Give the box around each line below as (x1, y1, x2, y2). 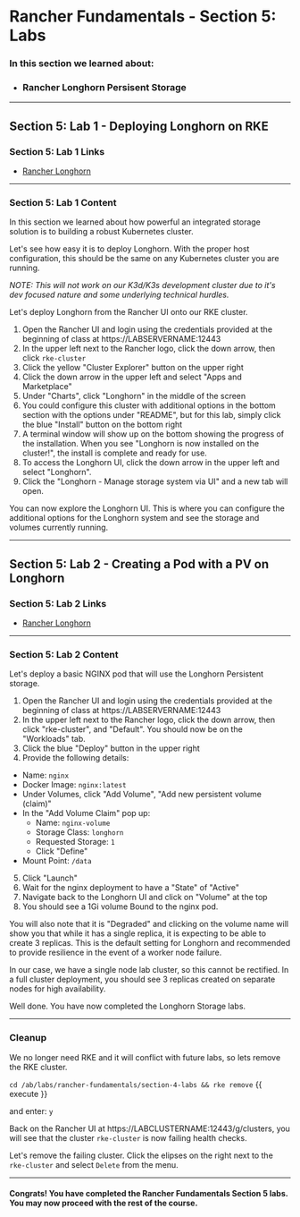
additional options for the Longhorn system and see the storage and (9, 513, 260, 523)
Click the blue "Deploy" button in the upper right (21, 743, 200, 753)
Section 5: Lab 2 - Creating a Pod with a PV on (9, 557, 270, 572)
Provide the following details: (21, 753, 129, 763)
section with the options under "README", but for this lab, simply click (21, 410, 281, 421)
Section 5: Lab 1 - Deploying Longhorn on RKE (9, 118, 270, 133)
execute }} (9, 1088, 48, 1099)
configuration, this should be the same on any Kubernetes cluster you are (9, 253, 279, 264)
